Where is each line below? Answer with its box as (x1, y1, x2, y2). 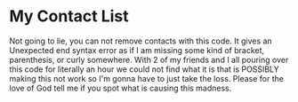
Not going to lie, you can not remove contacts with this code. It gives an (9, 35, 273, 46)
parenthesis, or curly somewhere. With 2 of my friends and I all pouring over (9, 54, 289, 65)
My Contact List (9, 6, 129, 27)
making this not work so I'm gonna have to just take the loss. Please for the (9, 73, 285, 83)
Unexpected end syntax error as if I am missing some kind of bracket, (9, 44, 265, 55)
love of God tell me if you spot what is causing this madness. (9, 82, 232, 93)
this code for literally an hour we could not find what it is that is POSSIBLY (9, 64, 280, 75)
